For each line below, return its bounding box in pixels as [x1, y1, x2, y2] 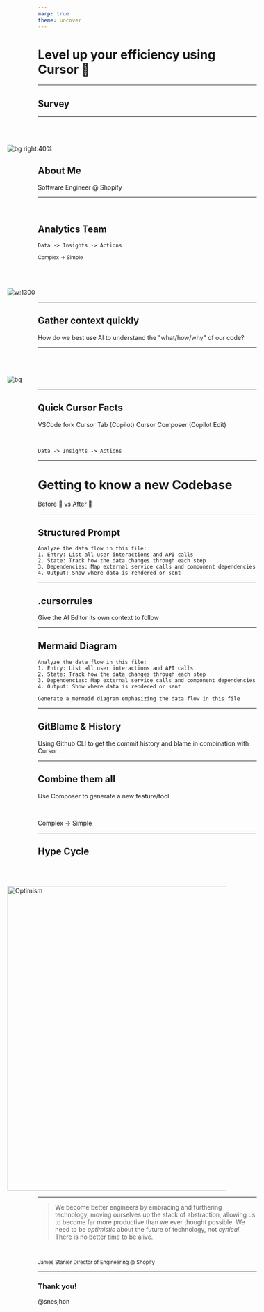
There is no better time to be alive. [54, 1233, 154, 1241]
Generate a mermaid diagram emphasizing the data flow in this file [38, 695, 240, 702]
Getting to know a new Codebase [38, 477, 233, 493]
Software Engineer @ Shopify [38, 183, 122, 192]
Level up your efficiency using [38, 47, 216, 63]
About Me [38, 164, 81, 176]
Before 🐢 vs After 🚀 [38, 500, 93, 509]
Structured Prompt [38, 527, 121, 539]
